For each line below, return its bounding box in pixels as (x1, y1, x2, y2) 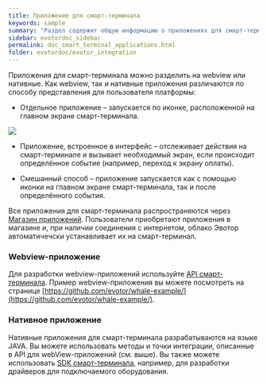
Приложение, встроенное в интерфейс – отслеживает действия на (19, 142, 248, 151)
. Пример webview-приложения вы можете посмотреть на (44, 277, 245, 287)
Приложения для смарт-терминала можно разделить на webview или (8, 71, 246, 80)
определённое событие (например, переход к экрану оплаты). (19, 158, 234, 168)
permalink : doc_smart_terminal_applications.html (8, 41, 176, 49)
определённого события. (19, 191, 106, 200)
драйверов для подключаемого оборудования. (8, 367, 169, 376)
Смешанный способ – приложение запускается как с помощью (19, 174, 237, 183)
